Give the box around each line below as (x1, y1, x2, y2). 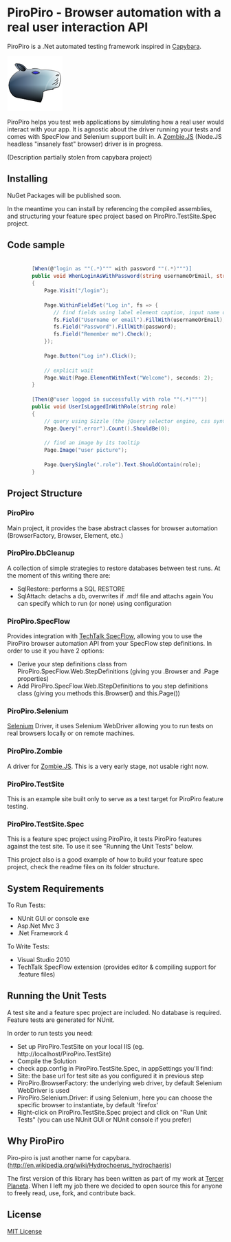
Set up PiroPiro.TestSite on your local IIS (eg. (16, 1042, 144, 1050)
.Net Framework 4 (16, 929, 69, 937)
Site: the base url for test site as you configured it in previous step (16, 1071, 204, 1080)
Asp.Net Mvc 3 (16, 922, 60, 930)
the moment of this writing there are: (7, 571, 111, 579)
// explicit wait (43, 367, 94, 374)
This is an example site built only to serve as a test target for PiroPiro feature (7, 794, 223, 803)
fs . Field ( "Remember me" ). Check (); (53, 331, 153, 338)
